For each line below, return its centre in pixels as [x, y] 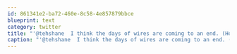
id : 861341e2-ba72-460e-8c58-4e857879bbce [71, 14]
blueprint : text [31, 20]
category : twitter [34, 27]
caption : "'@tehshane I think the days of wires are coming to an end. [116, 40]
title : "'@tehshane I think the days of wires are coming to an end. [113, 33]
